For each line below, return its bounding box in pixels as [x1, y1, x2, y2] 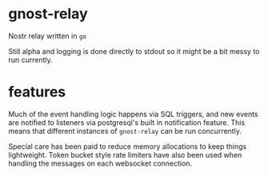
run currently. [8, 55, 54, 65]
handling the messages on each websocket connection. [8, 158, 193, 168]
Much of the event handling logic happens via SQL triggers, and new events [8, 109, 258, 119]
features [8, 83, 66, 101]
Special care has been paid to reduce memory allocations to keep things [8, 141, 247, 151]
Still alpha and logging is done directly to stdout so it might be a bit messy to [8, 46, 260, 56]
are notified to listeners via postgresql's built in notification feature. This [8, 117, 246, 127]
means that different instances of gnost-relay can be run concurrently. [8, 126, 242, 135]
